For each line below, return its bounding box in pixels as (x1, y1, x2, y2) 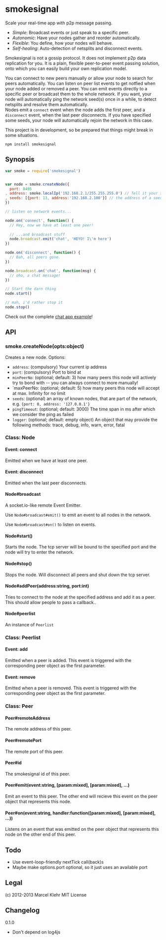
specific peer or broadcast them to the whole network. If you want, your (5, 91, 152, 97)
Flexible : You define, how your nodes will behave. (12, 40, 114, 46)
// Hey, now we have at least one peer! (9, 222, 94, 228)
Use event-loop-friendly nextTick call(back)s (12, 859, 104, 865)
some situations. (5, 132, 39, 138)
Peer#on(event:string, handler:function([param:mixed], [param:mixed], (5, 810, 156, 816)
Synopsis (5, 155, 35, 164)
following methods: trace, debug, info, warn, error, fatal (12, 422, 125, 428)
